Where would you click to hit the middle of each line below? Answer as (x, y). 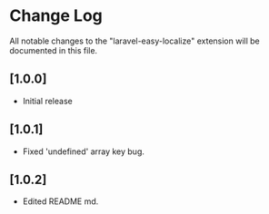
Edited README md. (60, 201)
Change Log (56, 16)
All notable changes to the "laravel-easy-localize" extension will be (135, 41)
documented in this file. (54, 50)
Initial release (47, 101)
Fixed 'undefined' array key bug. (84, 151)
